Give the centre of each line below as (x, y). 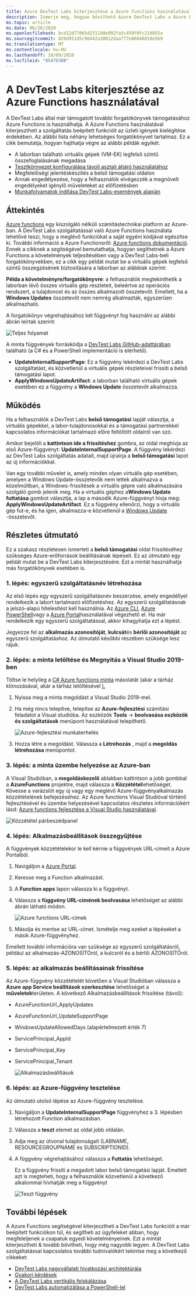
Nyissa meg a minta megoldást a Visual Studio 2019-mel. (83, 697)
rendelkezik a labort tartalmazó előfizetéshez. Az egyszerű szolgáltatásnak (96, 602)
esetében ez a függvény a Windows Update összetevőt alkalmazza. (97, 387)
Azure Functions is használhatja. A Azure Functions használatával (85, 124)
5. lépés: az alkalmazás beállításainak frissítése (75, 968)
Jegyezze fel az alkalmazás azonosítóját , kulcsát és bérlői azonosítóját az (97, 632)
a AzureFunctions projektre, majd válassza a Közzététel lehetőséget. (89, 784)
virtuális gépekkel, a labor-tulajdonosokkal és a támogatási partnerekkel (92, 426)
